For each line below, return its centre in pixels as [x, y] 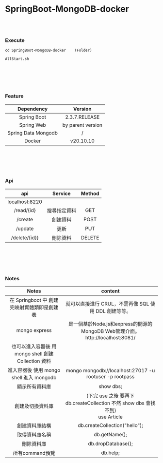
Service [62, 193]
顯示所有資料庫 [34, 387]
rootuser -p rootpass [111, 377]
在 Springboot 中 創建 [34, 300]
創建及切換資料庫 [34, 406]
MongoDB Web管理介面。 [110, 331]
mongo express [34, 330]
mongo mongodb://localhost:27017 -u [110, 370]
